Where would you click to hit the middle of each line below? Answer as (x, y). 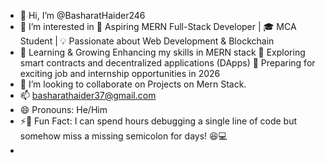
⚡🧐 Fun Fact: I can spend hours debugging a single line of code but (158, 121)
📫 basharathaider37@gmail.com (88, 95)
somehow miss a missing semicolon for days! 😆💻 (123, 136)
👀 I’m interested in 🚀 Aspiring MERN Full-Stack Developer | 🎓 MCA (158, 26)
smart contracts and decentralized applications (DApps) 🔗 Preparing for (167, 63)
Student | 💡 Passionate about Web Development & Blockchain (147, 41)
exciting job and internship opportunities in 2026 (120, 73)
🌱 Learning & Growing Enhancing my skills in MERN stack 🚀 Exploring (162, 52)
